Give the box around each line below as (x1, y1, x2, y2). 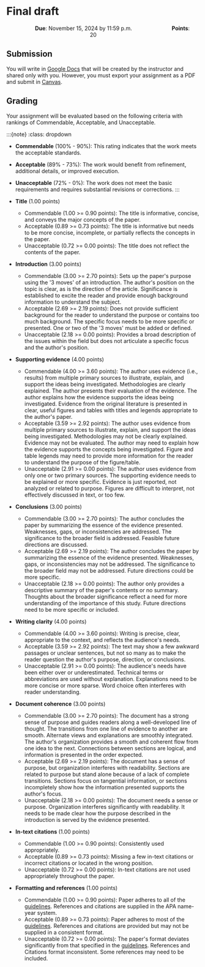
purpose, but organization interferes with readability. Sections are (24, 764, 190, 771)
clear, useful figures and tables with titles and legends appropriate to (24, 406, 198, 414)
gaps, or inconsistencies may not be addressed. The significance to (24, 560, 196, 568)
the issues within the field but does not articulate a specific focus (24, 337, 189, 344)
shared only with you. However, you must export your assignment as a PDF (6, 72, 196, 79)
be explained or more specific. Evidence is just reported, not (24, 478, 177, 485)
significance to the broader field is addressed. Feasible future (24, 534, 180, 541)
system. (37, 909, 58, 916)
